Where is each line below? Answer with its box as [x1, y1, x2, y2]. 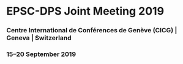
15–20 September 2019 [6, 50, 77, 59]
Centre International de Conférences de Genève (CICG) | [6, 26, 177, 35]
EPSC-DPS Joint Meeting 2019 [6, 4, 164, 18]
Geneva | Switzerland [6, 34, 72, 42]
